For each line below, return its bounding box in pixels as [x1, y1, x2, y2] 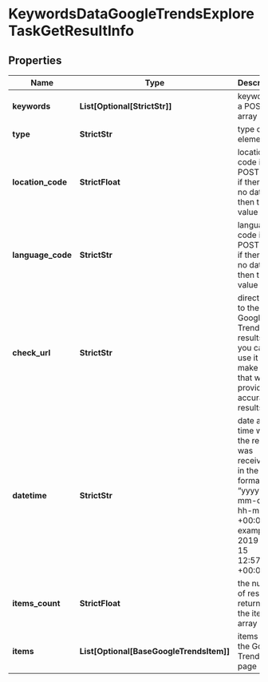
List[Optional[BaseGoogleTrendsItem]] [79, 646, 230, 656]
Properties [8, 54, 62, 67]
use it [237, 352, 258, 363]
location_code [12, 176, 68, 188]
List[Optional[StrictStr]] [79, 101, 172, 112]
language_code [12, 249, 73, 260]
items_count [12, 598, 61, 609]
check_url [12, 347, 51, 358]
